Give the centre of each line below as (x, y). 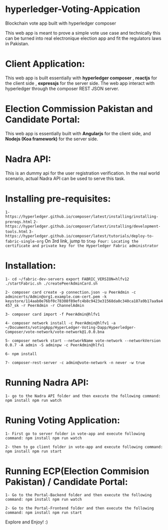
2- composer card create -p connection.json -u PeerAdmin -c (71, 292)
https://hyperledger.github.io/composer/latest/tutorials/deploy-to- (80, 236)
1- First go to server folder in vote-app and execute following (75, 433)
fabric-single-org (24, 241)
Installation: (31, 266)
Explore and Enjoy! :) (27, 522)
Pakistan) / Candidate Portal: (67, 482)
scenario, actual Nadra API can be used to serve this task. (65, 178)
